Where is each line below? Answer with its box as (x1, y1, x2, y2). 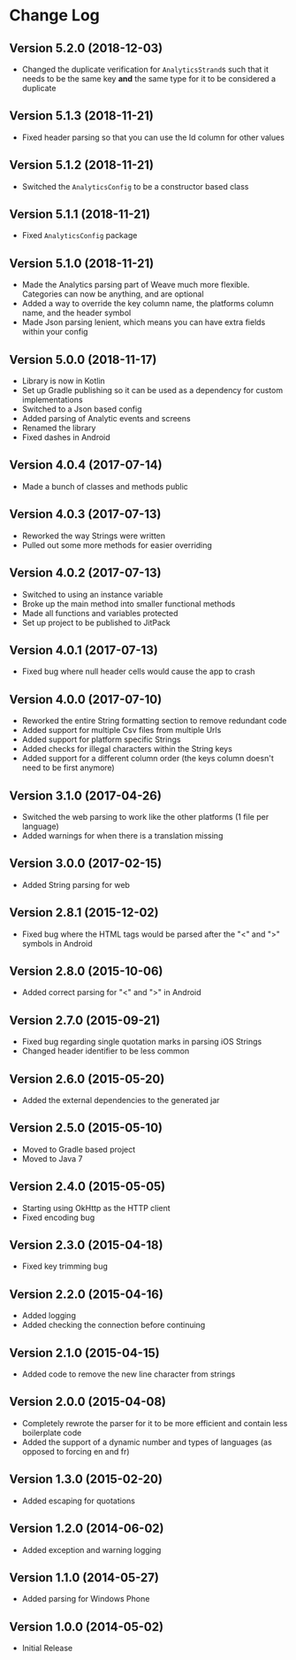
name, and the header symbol (21, 307, 132, 319)
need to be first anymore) (21, 762, 115, 773)
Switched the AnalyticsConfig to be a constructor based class (21, 181, 249, 191)
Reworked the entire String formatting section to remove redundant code (21, 715, 287, 726)
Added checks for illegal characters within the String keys (21, 744, 232, 754)
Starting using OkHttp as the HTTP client (21, 1202, 171, 1213)
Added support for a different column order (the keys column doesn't (21, 753, 274, 764)
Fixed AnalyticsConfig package (21, 230, 138, 241)
